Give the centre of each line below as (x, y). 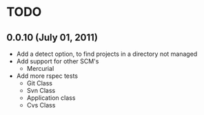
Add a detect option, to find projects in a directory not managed (107, 54)
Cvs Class (41, 105)
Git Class (40, 83)
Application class (51, 98)
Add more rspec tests (47, 76)
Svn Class (41, 91)
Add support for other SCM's (58, 61)
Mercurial (40, 69)
